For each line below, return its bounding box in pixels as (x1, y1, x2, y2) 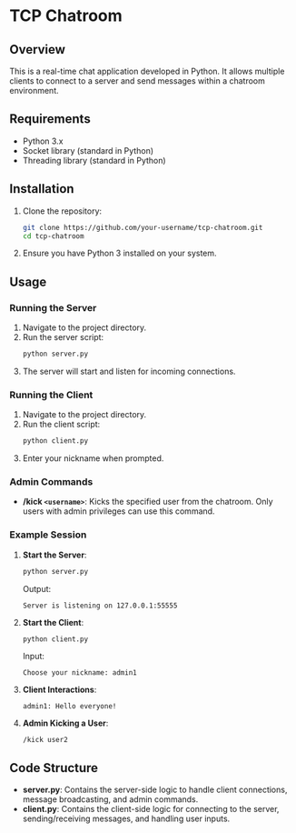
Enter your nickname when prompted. (22, 453, 164, 464)
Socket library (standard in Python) (22, 145, 154, 156)
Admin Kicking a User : (22, 718, 109, 728)
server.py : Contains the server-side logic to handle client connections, (22, 784, 288, 796)
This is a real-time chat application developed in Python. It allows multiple (9, 65, 285, 76)
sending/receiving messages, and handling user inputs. (22, 813, 231, 824)
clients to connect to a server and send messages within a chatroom (9, 75, 265, 86)
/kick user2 (22, 736, 68, 745)
